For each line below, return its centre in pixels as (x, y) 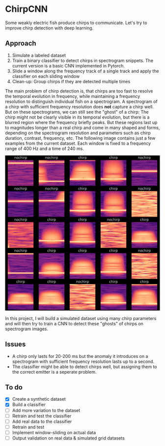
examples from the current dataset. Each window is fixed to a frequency (78, 143)
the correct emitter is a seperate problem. (54, 372)
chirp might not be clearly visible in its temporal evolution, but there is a (77, 117)
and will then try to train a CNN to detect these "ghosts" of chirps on (74, 323)
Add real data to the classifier (42, 421)
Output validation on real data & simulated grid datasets (69, 438)
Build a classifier (29, 405)
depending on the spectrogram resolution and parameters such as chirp (78, 133)
